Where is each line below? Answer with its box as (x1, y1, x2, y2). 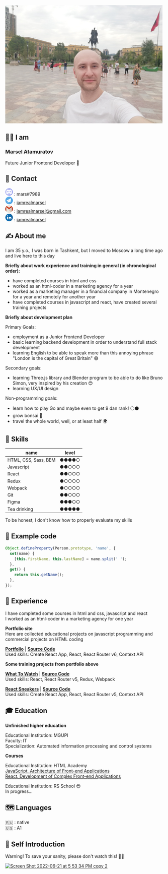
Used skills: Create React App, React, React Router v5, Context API (5, 691, 144, 697)
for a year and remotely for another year (12, 294, 96, 300)
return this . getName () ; (14, 572, 64, 578)
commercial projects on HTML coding (5, 636, 83, 642)
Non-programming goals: (5, 395, 58, 401)
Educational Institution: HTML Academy (5, 762, 88, 768)
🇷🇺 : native (5, 819, 30, 826)
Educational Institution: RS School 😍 (5, 783, 81, 789)
